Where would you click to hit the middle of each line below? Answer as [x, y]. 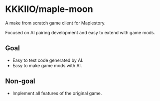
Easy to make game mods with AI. [47, 65]
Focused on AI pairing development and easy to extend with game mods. [80, 32]
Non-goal [20, 81]
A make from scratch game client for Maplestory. [55, 23]
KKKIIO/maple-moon [49, 9]
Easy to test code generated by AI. [48, 60]
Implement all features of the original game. [57, 93]
